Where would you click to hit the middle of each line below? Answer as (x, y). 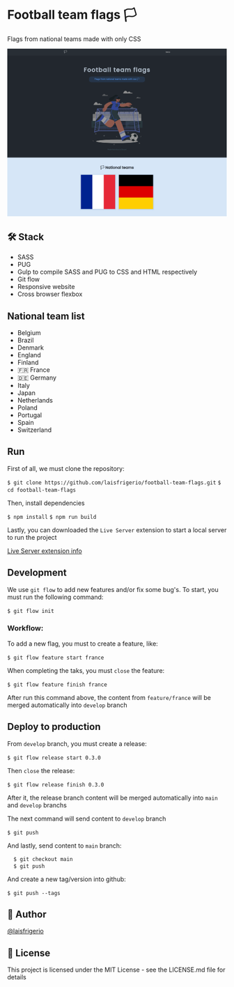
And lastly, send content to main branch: (64, 846)
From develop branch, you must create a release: (77, 743)
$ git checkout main (43, 859)
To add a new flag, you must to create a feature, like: (83, 644)
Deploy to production (54, 727)
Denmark (30, 348)
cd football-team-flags (42, 490)
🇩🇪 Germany (37, 378)
